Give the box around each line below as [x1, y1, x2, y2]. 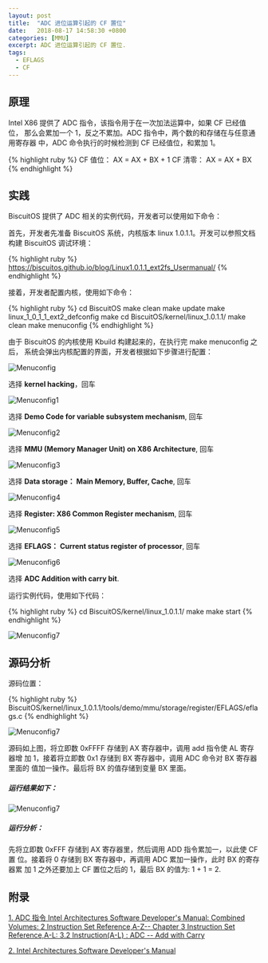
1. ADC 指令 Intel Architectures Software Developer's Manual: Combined [8, 913, 246, 922]
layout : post [8, 11, 52, 20]
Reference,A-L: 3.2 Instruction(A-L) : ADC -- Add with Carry [8, 930, 205, 940]
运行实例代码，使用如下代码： [8, 591, 106, 601]
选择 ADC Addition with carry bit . [8, 574, 120, 583]
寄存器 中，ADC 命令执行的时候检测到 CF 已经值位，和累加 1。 [14, 137, 220, 148]
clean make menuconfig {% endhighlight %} [8, 321, 154, 330]
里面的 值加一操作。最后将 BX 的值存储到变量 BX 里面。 [8, 764, 191, 773]
